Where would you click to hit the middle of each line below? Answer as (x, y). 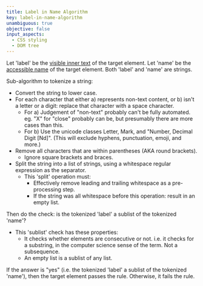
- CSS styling (29, 40)
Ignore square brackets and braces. (68, 157)
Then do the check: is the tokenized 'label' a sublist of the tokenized (92, 214)
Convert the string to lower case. (56, 93)
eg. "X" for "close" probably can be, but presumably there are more (108, 118)
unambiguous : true (29, 23)
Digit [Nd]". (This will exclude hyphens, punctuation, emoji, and (103, 138)
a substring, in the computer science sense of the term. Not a (101, 245)
